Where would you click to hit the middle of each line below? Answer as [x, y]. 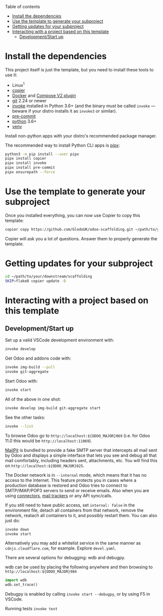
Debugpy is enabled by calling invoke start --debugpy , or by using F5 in [78, 594]
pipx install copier [26, 159]
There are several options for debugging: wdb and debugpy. [65, 558]
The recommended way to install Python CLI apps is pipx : [63, 145]
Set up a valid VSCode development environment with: [60, 340]
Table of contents [23, 7]
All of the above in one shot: [33, 399]
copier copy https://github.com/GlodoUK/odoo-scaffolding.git [69, 229]
